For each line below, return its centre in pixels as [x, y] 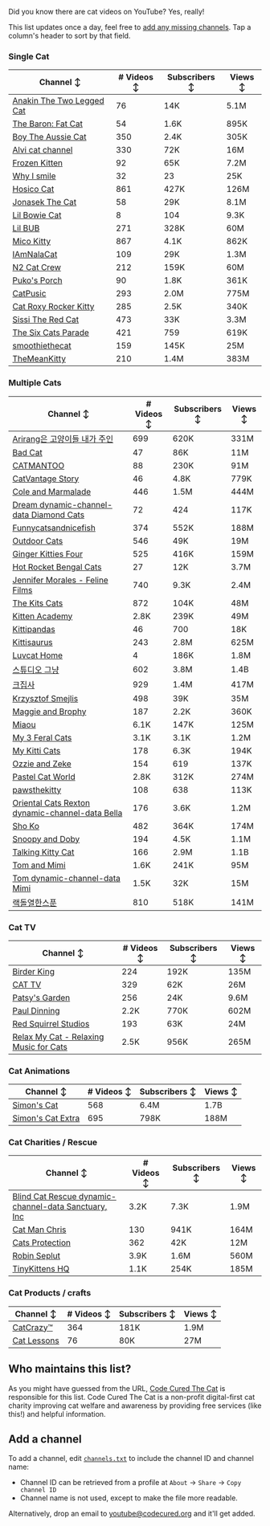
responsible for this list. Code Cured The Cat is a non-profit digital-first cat [132, 1397]
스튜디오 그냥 [36, 670]
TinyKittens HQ [41, 1269]
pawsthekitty [37, 790]
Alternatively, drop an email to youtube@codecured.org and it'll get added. [132, 1514]
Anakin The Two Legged [58, 101]
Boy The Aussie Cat [49, 137]
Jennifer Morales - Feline [60, 580]
